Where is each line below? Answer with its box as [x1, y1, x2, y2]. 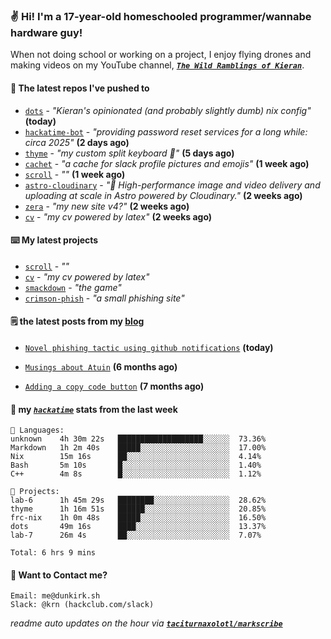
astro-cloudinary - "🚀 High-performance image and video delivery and [24, 179, 321, 191]
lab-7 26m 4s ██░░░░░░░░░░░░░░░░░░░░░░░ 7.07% [10, 530, 262, 541]
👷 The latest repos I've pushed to [10, 82, 150, 94]
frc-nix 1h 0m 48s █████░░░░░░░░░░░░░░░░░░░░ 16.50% [10, 513, 267, 523]
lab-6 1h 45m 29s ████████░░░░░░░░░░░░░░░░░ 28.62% [10, 495, 267, 506]
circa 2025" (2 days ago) [24, 136, 130, 148]
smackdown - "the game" [24, 281, 122, 293]
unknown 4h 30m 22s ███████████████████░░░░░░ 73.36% [10, 434, 267, 444]
